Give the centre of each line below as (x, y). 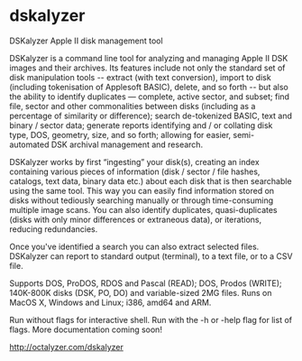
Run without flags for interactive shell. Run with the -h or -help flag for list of (151, 319)
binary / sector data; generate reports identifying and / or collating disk (141, 125)
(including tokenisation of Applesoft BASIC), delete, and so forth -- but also (149, 87)
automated (29, 144)
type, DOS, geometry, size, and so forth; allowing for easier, (120, 134)
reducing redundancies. (54, 229)
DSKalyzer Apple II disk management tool (87, 41)
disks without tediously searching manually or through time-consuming (142, 200)
